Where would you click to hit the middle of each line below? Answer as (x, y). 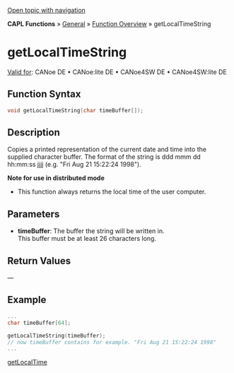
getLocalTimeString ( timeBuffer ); (57, 336)
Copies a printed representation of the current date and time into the (107, 149)
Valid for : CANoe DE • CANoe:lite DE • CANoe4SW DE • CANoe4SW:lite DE (117, 72)
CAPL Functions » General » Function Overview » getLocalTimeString (109, 24)
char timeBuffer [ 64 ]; (39, 323)
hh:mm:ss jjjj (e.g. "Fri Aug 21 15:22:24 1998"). (74, 165)
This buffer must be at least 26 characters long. (87, 239)
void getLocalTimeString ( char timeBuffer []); (75, 110)
